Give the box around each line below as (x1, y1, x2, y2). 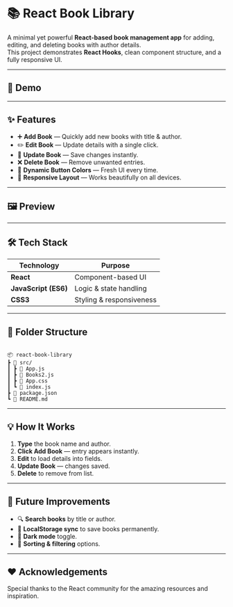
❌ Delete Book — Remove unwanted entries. (17, 158, 146, 166)
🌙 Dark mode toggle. (17, 532, 78, 540)
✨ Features (7, 114, 56, 126)
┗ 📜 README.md (7, 396, 49, 403)
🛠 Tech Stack (7, 236, 68, 248)
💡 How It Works (7, 421, 76, 433)
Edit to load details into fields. (17, 454, 103, 462)
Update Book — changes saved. (17, 462, 110, 470)
